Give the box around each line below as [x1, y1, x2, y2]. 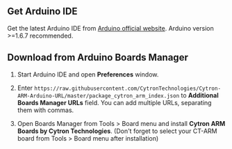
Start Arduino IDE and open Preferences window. [17, 70, 159, 79]
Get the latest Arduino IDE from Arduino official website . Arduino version [7, 24, 214, 32]
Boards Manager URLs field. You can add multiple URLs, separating [17, 98, 212, 107]
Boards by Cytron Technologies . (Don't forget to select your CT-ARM [17, 127, 217, 135]
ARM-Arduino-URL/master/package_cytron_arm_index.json [17, 92, 180, 100]
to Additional [181, 91, 219, 100]
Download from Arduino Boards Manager [7, 52, 189, 63]
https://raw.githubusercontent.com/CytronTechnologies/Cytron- [34, 85, 221, 92]
